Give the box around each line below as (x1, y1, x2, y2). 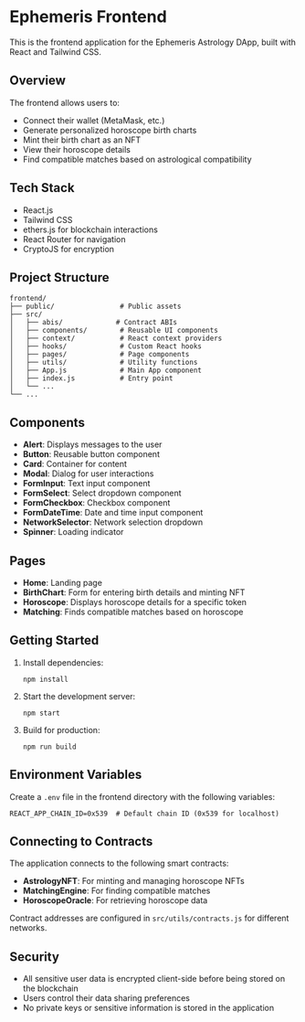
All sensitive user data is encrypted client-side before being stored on (22, 974, 286, 985)
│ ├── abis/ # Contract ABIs (9, 318, 178, 327)
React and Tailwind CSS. (9, 46, 102, 57)
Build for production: (22, 724, 100, 735)
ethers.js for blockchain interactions (22, 224, 158, 235)
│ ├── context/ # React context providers (9, 334, 223, 344)
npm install (22, 675, 68, 684)
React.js (22, 204, 54, 216)
